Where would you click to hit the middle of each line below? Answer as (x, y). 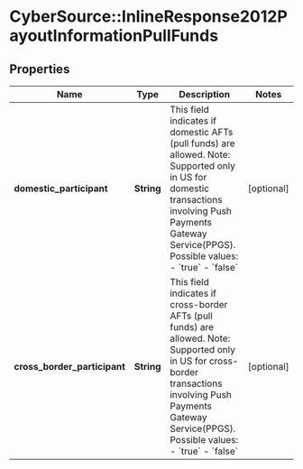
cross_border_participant (70, 367)
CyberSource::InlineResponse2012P (149, 17)
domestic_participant (61, 189)
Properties (40, 69)
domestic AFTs (202, 132)
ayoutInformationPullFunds (114, 36)
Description (205, 94)
